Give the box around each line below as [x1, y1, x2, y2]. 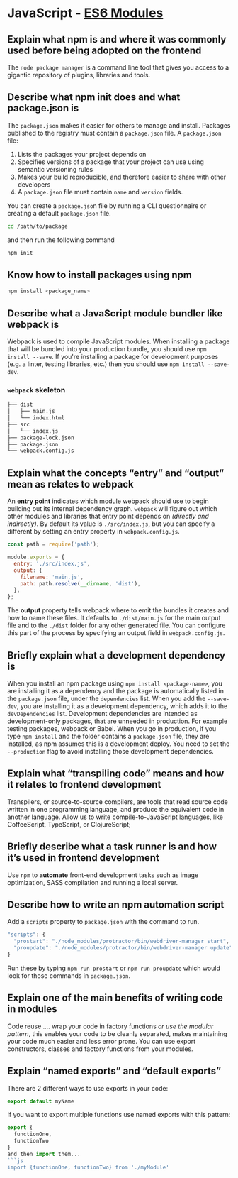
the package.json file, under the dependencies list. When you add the [7, 694, 206, 703]
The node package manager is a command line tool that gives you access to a [7, 63, 229, 72]
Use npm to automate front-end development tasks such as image [7, 871, 199, 879]
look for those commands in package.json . [7, 971, 131, 980]
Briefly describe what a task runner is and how [7, 841, 217, 853]
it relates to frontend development [7, 778, 161, 791]
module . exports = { [7, 554, 65, 561]
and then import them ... [7, 1150, 81, 1157]
